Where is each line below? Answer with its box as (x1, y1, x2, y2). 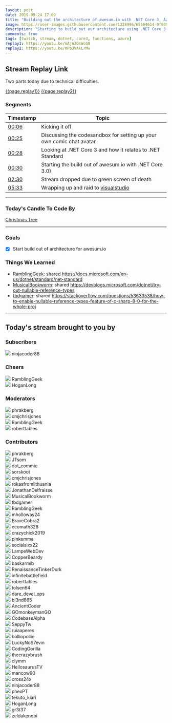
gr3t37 (11, 707, 26, 713)
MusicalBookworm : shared (12, 281, 70, 288)
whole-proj (12, 303, 36, 310)
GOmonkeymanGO (11, 609, 51, 615)
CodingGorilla (11, 645, 41, 652)
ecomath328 (11, 524, 39, 530)
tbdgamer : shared (12, 292, 51, 298)
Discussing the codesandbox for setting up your (41, 131, 157, 139)
